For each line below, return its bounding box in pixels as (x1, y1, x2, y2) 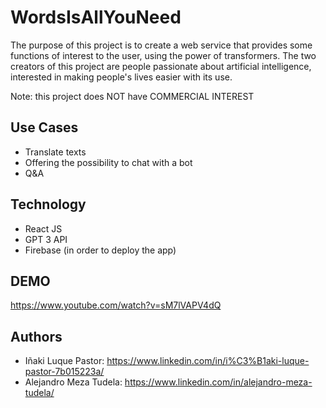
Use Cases (10, 119, 79, 136)
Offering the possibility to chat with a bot (24, 156, 193, 168)
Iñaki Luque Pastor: (24, 355, 105, 367)
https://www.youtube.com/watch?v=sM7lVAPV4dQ (10, 299, 222, 311)
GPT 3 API (24, 233, 68, 245)
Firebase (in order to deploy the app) (24, 244, 177, 256)
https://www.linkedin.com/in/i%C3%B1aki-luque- (106, 355, 310, 367)
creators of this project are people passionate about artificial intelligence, (10, 60, 312, 72)
